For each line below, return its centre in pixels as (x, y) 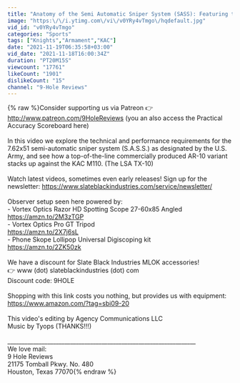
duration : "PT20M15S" (40, 61)
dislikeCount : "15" (36, 80)
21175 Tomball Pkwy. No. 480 (51, 364)
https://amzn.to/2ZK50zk (44, 247)
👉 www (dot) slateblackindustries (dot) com (73, 270)
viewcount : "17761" (36, 67)
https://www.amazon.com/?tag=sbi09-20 (69, 304)
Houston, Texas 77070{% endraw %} (62, 372)
